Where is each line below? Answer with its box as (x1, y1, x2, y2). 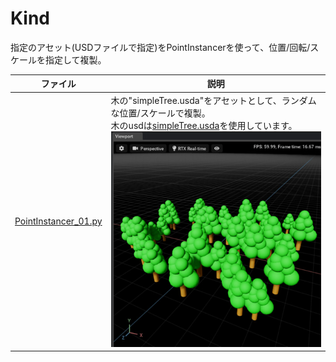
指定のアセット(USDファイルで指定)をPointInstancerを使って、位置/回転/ (10, 41, 311, 53)
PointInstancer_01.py (14, 215, 103, 227)
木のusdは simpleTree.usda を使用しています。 (110, 119, 298, 131)
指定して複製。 (44, 53, 107, 66)
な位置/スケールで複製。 (110, 107, 211, 119)
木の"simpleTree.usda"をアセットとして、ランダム (110, 94, 317, 106)
